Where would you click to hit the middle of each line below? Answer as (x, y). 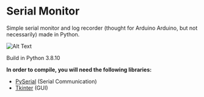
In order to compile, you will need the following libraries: (79, 69)
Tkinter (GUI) (31, 88)
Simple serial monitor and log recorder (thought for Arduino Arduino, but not (102, 28)
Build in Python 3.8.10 (33, 58)
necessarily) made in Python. (43, 34)
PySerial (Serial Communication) (56, 81)
